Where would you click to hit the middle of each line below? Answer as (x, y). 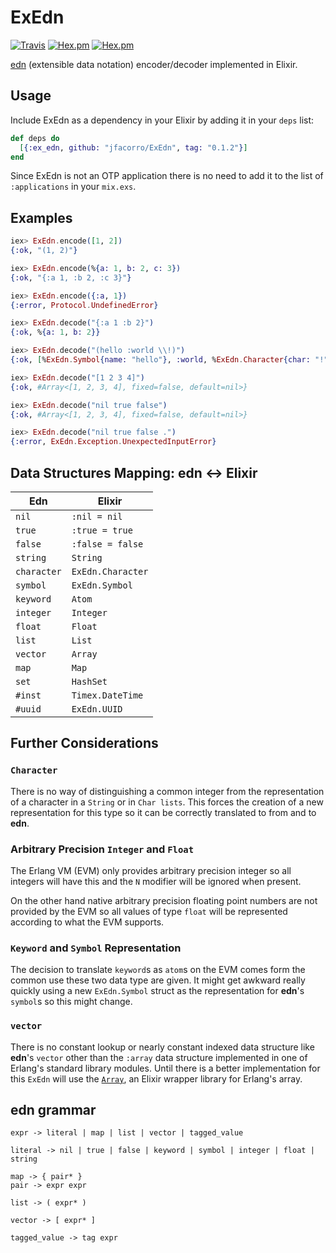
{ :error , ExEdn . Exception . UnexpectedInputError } (113, 442)
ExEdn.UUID (97, 709)
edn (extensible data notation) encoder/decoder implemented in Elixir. (154, 64)
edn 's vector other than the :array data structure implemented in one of (159, 1057)
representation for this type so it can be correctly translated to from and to (163, 812)
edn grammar (53, 1109)
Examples (41, 217)
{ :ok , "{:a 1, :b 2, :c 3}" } (71, 277)
